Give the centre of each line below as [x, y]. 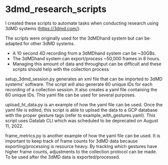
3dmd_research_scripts [56, 9]
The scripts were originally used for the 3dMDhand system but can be [77, 38]
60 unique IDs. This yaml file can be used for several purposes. [71, 95]
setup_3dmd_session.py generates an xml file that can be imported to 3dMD [84, 79]
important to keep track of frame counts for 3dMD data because [71, 141]
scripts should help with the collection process [61, 69]
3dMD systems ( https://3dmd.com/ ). [43, 28]
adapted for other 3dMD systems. [40, 43]
